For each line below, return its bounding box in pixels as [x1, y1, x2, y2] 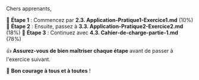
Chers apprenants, [6, 5, 52, 12]
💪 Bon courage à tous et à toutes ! [6, 68, 91, 74]
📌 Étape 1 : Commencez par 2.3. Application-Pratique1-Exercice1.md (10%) [6, 17, 194, 23]
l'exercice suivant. [6, 56, 50, 63]
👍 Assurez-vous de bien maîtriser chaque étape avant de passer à [6, 47, 173, 54]
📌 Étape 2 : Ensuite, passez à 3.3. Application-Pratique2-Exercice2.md [6, 23, 184, 30]
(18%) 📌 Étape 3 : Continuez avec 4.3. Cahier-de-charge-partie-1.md [6, 29, 178, 36]
